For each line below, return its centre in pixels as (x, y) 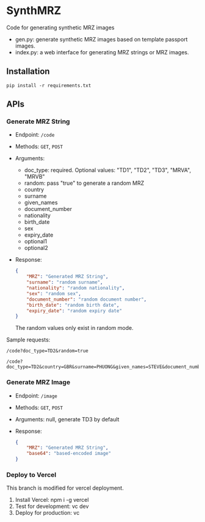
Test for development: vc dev (52, 506)
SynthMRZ (34, 11)
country (34, 190)
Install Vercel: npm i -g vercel (52, 500)
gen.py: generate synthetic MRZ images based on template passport (101, 39)
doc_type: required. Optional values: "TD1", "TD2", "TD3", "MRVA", (108, 170)
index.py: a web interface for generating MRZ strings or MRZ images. (102, 52)
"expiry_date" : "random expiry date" (74, 311)
